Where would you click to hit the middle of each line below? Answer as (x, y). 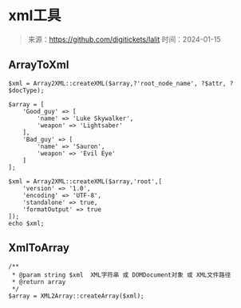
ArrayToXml (39, 65)
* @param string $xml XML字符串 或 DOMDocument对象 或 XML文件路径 (121, 275)
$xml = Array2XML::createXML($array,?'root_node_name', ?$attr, (117, 83)
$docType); (26, 90)
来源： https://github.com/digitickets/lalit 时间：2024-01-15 (124, 39)
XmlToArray (39, 248)
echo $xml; (26, 223)
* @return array (39, 282)
